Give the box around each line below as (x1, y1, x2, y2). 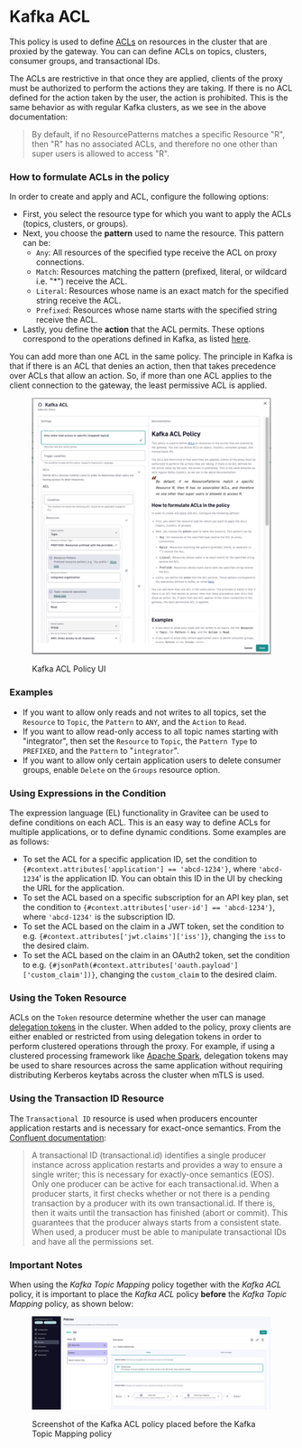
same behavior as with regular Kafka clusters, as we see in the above (9, 101, 267, 112)
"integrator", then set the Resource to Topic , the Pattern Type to (22, 735, 258, 747)
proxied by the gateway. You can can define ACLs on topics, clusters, (9, 45, 268, 56)
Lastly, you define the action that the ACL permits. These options (22, 324, 265, 335)
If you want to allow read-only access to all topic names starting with (22, 726, 279, 737)
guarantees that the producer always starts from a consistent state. (31, 1217, 282, 1227)
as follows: (9, 836, 50, 847)
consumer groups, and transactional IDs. (9, 55, 160, 66)
